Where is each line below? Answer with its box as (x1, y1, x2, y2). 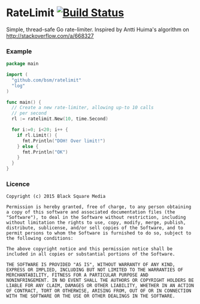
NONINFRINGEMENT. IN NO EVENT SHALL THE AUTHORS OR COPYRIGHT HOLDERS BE (6, 278, 195, 284)
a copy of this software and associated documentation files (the (6, 209, 175, 215)
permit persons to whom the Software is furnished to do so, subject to (6, 230, 192, 236)
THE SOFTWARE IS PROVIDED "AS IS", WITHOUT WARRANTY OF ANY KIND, (6, 261, 175, 268)
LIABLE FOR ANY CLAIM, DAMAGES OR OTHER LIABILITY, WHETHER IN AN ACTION (6, 282, 195, 289)
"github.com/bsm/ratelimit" (11, 77, 82, 83)
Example (6, 47, 32, 55)
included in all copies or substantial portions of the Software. (6, 251, 175, 257)
